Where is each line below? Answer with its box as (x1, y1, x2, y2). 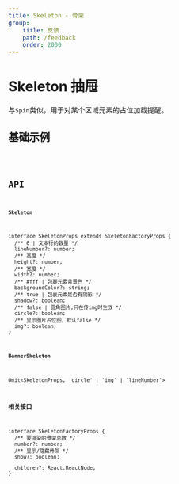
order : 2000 (22, 41, 62, 49)
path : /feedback (22, 33, 77, 42)
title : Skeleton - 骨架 (8, 11, 85, 20)
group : (8, 19, 30, 27)
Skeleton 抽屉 (8, 78, 99, 96)
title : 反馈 (22, 26, 59, 34)
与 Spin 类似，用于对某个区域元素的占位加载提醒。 (8, 105, 169, 115)
